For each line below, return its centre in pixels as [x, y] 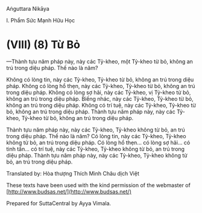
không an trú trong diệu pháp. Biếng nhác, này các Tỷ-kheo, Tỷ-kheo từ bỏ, [100, 98]
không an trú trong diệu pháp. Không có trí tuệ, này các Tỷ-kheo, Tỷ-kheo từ [101, 105]
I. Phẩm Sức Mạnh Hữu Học [41, 20]
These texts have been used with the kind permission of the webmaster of [99, 185]
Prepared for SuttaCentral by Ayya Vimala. [59, 203]
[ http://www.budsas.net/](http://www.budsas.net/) [69, 191]
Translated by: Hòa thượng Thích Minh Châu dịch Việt [73, 173]
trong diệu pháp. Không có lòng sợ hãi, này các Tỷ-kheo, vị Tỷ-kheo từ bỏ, [99, 92]
